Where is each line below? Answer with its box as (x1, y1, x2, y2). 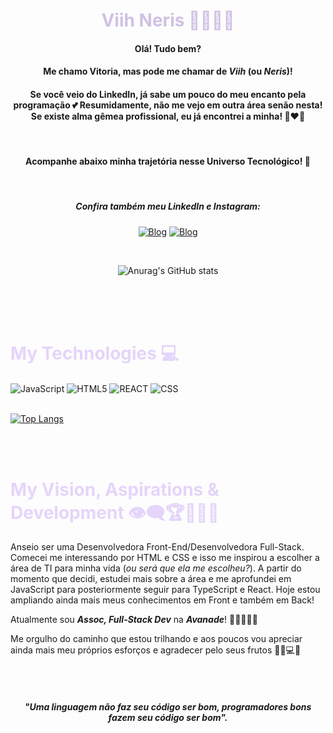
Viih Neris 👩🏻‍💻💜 (101, 9, 235, 32)
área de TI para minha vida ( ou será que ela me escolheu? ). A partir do (10, 562, 302, 574)
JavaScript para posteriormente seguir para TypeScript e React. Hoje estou (10, 584, 321, 596)
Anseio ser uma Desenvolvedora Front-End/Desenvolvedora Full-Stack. (10, 541, 305, 553)
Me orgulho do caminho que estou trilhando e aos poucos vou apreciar (10, 633, 303, 645)
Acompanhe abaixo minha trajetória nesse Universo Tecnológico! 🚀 (25, 155, 311, 168)
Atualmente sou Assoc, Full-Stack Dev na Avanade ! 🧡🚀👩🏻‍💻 (10, 614, 258, 626)
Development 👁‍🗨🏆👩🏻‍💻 (10, 501, 220, 524)
